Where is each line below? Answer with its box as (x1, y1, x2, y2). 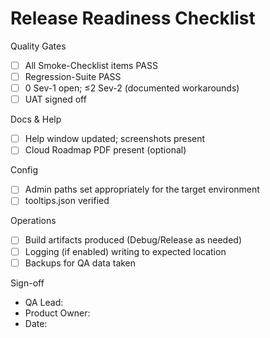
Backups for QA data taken (24, 257, 137, 269)
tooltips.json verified (24, 195, 110, 207)
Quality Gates (10, 40, 67, 52)
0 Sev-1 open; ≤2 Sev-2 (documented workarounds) (24, 82, 240, 94)
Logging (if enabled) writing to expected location (24, 245, 227, 257)
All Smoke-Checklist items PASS (24, 59, 158, 71)
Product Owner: (24, 307, 91, 319)
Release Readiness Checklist (10, 7, 256, 30)
